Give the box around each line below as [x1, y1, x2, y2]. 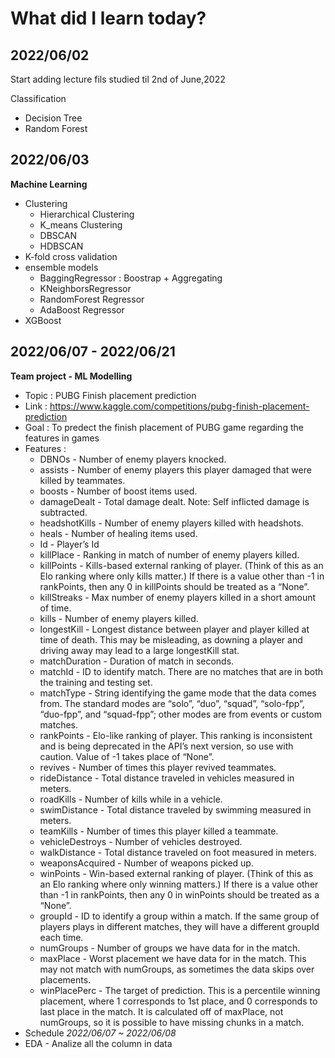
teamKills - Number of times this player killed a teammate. [39, 825, 279, 837]
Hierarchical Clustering [39, 208, 135, 220]
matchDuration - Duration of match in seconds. [39, 655, 235, 667]
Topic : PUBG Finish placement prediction [24, 389, 197, 401]
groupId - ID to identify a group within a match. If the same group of [39, 910, 320, 922]
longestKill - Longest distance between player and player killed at [39, 623, 310, 635]
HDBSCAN [39, 240, 84, 252]
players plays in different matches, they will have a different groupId [39, 920, 320, 932]
